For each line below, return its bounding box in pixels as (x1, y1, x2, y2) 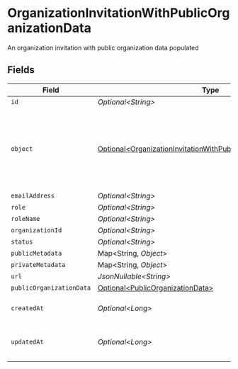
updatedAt (11, 338, 44, 346)
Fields (7, 64, 35, 76)
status (11, 237, 33, 246)
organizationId (11, 226, 62, 234)
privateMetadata (11, 261, 66, 268)
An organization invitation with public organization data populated (7, 43, 199, 52)
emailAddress (11, 191, 55, 200)
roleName (11, 215, 40, 222)
